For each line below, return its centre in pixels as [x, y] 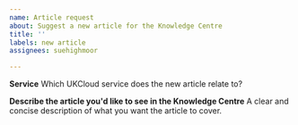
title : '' [28, 34]
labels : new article [48, 42]
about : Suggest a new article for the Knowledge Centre [116, 26]
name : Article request [52, 17]
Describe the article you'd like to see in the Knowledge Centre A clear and [149, 101]
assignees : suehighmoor [54, 51]
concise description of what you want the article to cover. [116, 111]
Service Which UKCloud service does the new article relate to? [126, 84]
